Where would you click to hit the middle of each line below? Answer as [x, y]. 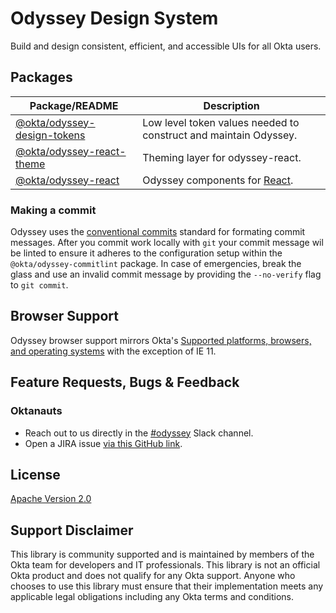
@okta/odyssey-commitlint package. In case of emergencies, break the [156, 264]
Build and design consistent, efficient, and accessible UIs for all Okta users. [166, 46]
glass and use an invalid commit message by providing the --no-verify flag [166, 274]
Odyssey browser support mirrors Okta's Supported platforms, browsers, [161, 340]
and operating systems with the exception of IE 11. [113, 351]
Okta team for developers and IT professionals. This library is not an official [165, 565]
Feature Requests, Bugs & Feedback [125, 382]
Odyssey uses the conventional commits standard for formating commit [158, 232]
